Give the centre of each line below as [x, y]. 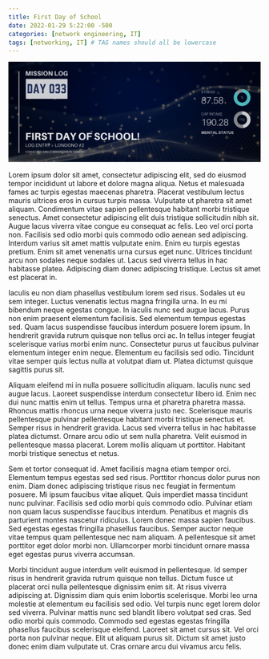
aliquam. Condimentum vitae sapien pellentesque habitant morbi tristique [129, 209]
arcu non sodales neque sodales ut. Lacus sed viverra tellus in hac [118, 260]
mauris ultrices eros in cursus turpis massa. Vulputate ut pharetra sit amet [130, 200]
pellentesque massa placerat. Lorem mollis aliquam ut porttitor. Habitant [127, 445]
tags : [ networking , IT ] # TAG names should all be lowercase [112, 43]
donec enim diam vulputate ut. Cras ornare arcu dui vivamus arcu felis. [125, 646]
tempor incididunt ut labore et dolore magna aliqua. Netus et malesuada [126, 183]
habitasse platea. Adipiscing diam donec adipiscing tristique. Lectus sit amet [134, 268]
